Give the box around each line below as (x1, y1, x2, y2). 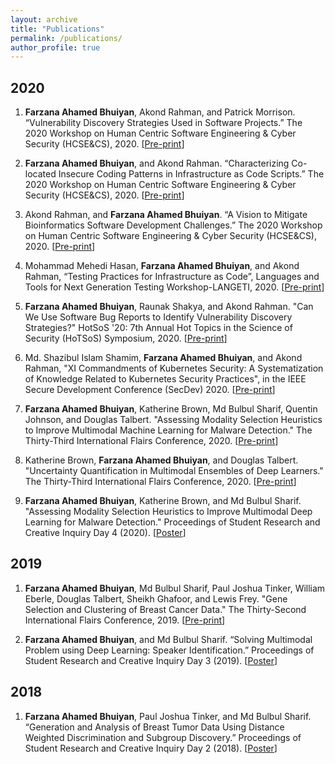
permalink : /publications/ (10, 33, 123, 43)
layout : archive (10, 14, 78, 25)
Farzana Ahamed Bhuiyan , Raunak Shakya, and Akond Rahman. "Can (24, 301, 314, 313)
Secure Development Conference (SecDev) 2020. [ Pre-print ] (24, 384, 276, 396)
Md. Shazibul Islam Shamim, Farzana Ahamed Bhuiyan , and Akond (24, 352, 303, 364)
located (24, 168, 57, 180)
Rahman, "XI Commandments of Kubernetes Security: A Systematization (24, 362, 324, 375)
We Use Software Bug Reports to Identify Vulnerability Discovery (24, 311, 293, 323)
